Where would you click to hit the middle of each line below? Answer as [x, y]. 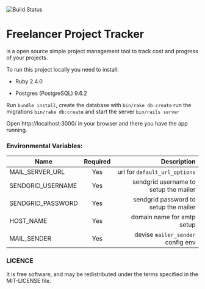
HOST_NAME [28, 221]
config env [180, 242]
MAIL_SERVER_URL [37, 172]
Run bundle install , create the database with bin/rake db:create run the [99, 105]
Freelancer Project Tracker [75, 34]
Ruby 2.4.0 [29, 81]
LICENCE [20, 261]
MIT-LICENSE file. [29, 280]
